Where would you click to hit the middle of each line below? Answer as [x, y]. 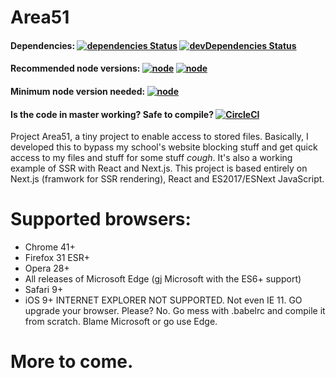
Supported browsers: [101, 219]
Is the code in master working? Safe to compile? [112, 114]
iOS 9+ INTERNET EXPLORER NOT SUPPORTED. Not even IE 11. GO [163, 300]
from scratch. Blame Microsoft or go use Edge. [121, 322]
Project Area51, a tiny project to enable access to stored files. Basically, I [159, 137]
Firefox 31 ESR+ [57, 258]
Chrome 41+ [50, 247]
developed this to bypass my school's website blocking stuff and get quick [164, 147]
